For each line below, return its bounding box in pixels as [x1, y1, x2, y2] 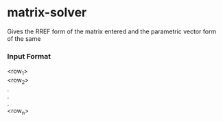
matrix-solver [7, 5, 87, 20]
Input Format [7, 51, 51, 61]
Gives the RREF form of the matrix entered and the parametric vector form [7, 27, 217, 35]
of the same [7, 34, 41, 42]
